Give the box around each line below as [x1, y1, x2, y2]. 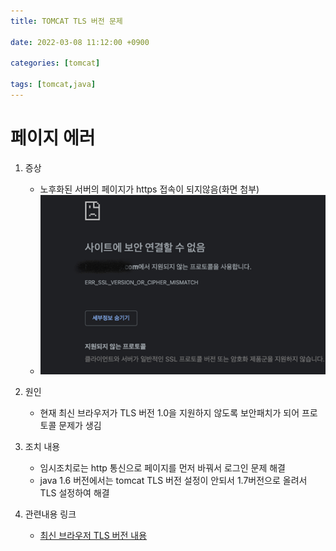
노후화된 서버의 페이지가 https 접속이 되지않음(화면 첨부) [39, 183, 260, 195]
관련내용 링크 [24, 508, 77, 520]
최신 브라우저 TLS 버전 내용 [39, 529, 148, 541]
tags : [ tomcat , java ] [10, 80, 97, 90]
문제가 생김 [58, 419, 102, 431]
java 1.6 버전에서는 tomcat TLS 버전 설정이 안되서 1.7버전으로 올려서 [39, 474, 308, 486]
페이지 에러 [10, 127, 96, 150]
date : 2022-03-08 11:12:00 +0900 [10, 37, 150, 47]
